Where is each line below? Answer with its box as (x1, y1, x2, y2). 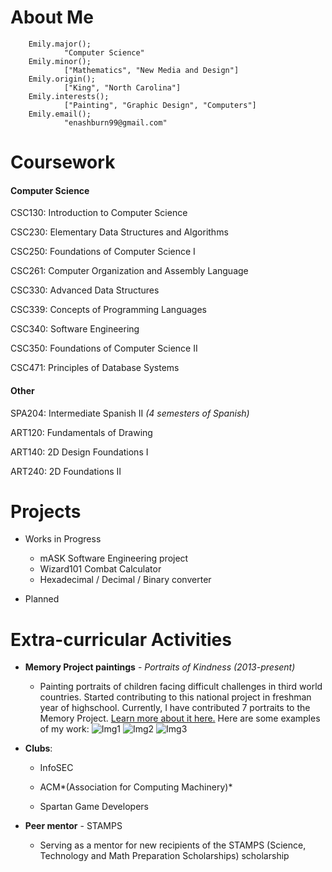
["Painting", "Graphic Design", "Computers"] (63, 100, 257, 110)
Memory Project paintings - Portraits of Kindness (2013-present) (24, 661, 296, 673)
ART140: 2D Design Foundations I (10, 446, 149, 458)
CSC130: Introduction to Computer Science (10, 207, 188, 219)
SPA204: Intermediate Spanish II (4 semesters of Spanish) (10, 407, 250, 419)
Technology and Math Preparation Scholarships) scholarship (39, 850, 290, 862)
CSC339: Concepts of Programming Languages (10, 304, 208, 316)
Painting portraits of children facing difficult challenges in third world (39, 681, 323, 693)
